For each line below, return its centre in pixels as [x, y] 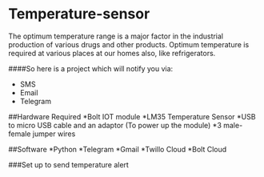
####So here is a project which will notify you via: [91, 68]
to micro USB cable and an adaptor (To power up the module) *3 [115, 125]
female [20, 134]
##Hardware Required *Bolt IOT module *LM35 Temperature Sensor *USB [132, 116]
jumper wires [54, 134]
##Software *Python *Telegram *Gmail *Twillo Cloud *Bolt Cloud [118, 149]
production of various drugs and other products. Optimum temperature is [129, 44]
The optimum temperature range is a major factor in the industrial [116, 36]
